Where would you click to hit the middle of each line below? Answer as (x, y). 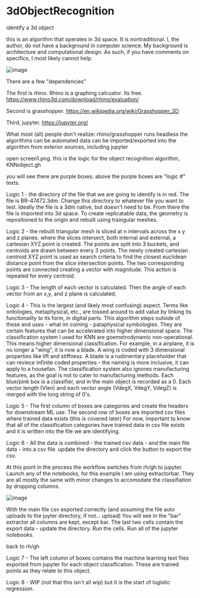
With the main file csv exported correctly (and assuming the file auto (90, 509)
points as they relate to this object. (49, 570)
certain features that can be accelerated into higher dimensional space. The (99, 331)
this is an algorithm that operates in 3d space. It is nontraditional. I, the (93, 39)
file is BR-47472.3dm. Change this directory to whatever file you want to (95, 200)
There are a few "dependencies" (46, 81)
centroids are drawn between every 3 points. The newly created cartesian (97, 250)
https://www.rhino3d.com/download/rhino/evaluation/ (73, 99)
